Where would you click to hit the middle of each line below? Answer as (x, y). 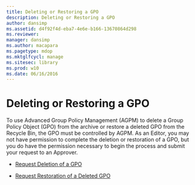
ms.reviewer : (23, 34)
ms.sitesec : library (32, 62)
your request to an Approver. (42, 152)
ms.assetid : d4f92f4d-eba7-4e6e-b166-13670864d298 (71, 29)
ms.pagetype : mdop (29, 51)
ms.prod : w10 (23, 68)
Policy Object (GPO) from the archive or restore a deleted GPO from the (95, 127)
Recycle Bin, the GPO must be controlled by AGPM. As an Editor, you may (98, 133)
